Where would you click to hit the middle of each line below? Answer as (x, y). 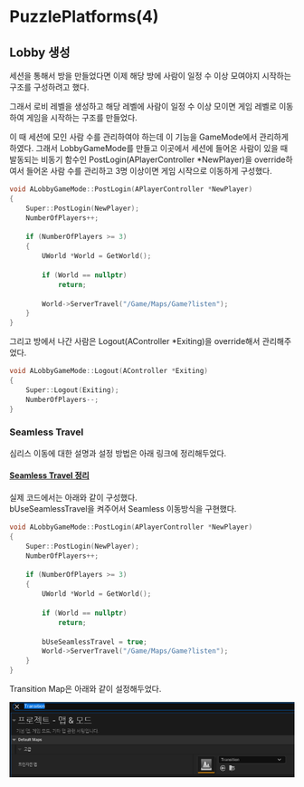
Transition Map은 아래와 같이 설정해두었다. (85, 689)
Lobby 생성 (40, 52)
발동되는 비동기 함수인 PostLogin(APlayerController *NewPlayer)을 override (148, 159)
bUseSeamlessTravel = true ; (95, 642)
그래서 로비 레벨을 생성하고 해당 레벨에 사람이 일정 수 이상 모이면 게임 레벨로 (143, 106)
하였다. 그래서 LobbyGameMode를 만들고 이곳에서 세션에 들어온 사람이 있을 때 (148, 148)
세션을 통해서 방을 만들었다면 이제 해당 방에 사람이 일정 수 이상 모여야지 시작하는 (151, 76)
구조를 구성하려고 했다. (49, 87)
